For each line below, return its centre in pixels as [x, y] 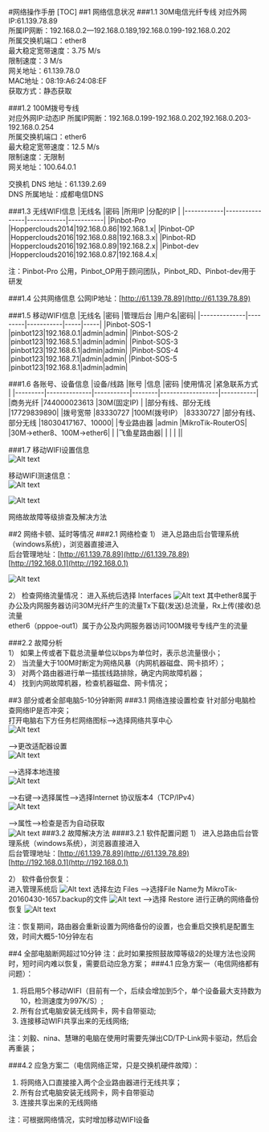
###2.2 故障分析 [35, 643]
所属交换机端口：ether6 [47, 137]
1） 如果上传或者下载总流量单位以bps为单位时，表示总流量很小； [116, 653]
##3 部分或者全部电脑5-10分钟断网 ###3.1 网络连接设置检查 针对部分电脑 [128, 700]
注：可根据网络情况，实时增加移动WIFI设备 [79, 1120]
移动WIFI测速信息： [41, 475]
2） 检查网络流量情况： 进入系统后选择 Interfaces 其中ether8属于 [132, 595]
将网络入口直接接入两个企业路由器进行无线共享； [101, 1082]
